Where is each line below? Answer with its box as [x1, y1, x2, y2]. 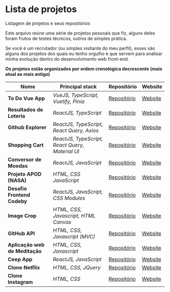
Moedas [8, 162, 28, 169]
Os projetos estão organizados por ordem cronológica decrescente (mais [5, 66, 163, 72]
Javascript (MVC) [53, 233, 96, 240]
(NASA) [8, 177, 27, 184]
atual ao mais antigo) [5, 71, 51, 77]
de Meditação [8, 248, 42, 255]
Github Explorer [8, 124, 47, 131]
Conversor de [8, 156, 41, 163]
